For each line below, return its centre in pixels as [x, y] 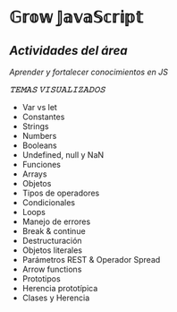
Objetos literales [52, 250]
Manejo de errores [56, 221]
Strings [35, 126]
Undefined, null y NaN [63, 155]
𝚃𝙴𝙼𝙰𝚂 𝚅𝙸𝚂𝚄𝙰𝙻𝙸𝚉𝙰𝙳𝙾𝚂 [57, 89]
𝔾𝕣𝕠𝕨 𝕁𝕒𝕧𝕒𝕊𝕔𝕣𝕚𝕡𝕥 [76, 17]
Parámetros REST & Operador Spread [91, 260]
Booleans [39, 145]
